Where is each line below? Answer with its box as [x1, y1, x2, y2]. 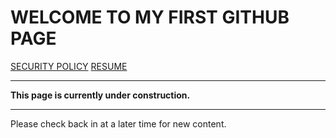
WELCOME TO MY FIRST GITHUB [10, 6, 290, 29]
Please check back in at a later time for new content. [10, 117, 227, 130]
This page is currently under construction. [10, 89, 191, 101]
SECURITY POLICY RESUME [10, 60, 128, 72]
